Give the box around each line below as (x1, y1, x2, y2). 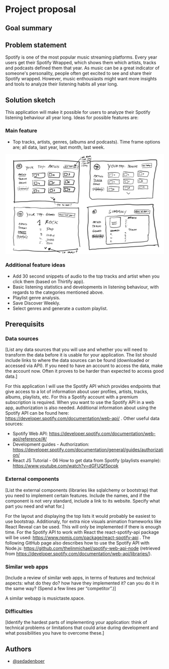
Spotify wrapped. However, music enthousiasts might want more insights (5, 76, 157, 82)
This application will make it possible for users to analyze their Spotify (5, 109, 150, 115)
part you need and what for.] (5, 503, 65, 509)
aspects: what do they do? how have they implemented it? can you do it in (5, 580, 159, 586)
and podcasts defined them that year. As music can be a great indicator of (5, 65, 160, 71)
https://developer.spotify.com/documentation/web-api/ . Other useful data (5, 416, 160, 422)
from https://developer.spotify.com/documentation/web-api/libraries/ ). (5, 550, 152, 557)
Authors (5, 645, 32, 653)
